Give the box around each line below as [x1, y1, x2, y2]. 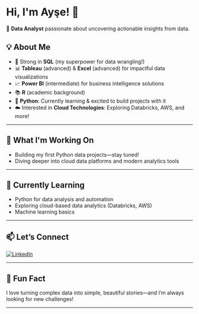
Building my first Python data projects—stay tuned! [14, 151, 139, 158]
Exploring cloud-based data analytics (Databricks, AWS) [14, 202, 152, 210]
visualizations [14, 73, 49, 80]
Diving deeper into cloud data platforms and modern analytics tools [14, 157, 179, 164]
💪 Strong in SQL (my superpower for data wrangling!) [14, 58, 145, 65]
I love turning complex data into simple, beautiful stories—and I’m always [6, 289, 185, 296]
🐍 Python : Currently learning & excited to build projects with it [14, 97, 166, 104]
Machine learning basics [14, 208, 75, 215]
